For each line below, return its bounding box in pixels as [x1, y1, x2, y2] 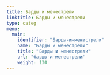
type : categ [6, 20, 36, 26]
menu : [6, 25, 20, 32]
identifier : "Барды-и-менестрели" [17, 37, 105, 43]
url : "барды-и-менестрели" [17, 54, 86, 60]
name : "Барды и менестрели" [17, 43, 88, 49]
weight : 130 [17, 59, 47, 65]
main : [12, 31, 26, 37]
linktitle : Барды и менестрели [6, 15, 86, 21]
